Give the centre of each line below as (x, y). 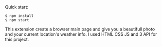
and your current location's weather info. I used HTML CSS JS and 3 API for (81, 34)
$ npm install (19, 16)
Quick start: (17, 7)
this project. (17, 39)
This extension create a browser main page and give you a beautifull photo (80, 29)
